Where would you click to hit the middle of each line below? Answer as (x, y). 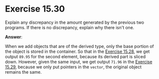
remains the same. (23, 72)
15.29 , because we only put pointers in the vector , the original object (73, 67)
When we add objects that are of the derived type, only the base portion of (79, 46)
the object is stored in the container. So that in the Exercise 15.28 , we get (77, 51)
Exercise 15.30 (35, 9)
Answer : (14, 37)
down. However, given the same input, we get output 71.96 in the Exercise (79, 62)
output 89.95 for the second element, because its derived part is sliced (75, 56)
